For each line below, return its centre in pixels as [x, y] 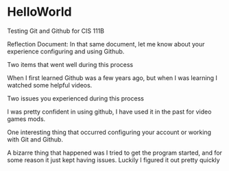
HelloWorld [39, 12]
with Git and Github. [35, 139]
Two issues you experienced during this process [75, 98]
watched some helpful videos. [50, 85]
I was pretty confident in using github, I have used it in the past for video [109, 111]
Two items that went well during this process [70, 64]
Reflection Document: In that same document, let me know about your [106, 44]
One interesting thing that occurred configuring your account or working [109, 132]
